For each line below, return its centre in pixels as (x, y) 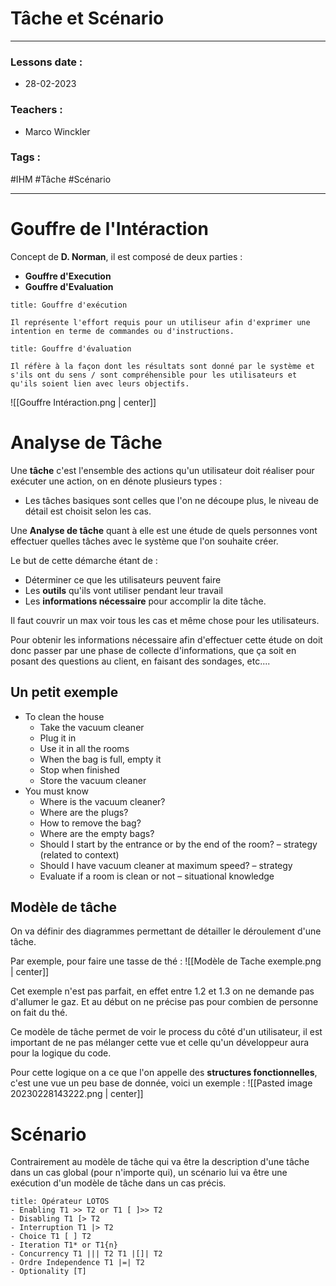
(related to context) (79, 854)
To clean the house (64, 716)
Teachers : (36, 110)
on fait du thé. (39, 1013)
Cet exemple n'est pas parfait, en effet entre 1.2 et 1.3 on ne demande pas (162, 991)
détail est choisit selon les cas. (88, 511)
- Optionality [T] (48, 1272)
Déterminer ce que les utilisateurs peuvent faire (123, 579)
